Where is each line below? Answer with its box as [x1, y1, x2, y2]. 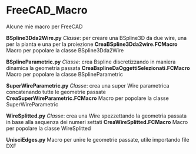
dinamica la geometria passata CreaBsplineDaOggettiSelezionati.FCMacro [6, 64, 190, 71]
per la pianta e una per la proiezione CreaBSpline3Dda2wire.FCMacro [6, 41, 178, 48]
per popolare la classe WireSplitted [6, 125, 91, 132]
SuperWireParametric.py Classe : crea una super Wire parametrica [6, 82, 170, 89]
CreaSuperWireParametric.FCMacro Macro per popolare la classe [6, 95, 169, 102]
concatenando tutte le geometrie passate [6, 88, 106, 95]
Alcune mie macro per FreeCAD [6, 23, 83, 30]
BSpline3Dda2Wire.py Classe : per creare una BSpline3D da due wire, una [6, 34, 187, 41]
